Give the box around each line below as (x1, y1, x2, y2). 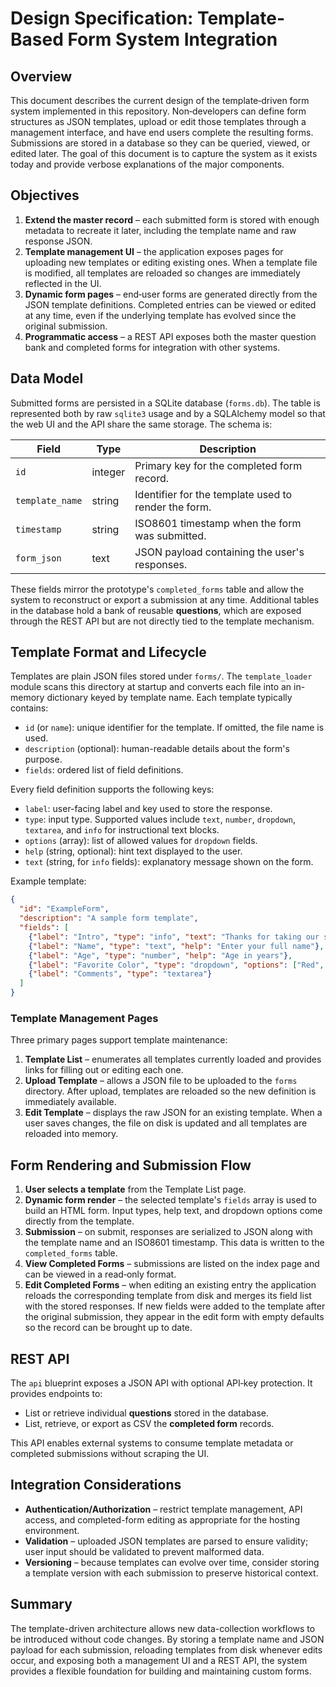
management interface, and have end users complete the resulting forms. (10, 127, 314, 138)
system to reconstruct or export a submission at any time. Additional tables (10, 593, 320, 606)
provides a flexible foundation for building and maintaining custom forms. (10, 1665, 312, 1677)
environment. (24, 1524, 80, 1536)
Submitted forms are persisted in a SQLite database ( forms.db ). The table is (10, 397, 321, 409)
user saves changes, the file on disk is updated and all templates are (24, 1117, 308, 1129)
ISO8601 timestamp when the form (134, 516, 302, 530)
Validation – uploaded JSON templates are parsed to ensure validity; (24, 1535, 309, 1547)
